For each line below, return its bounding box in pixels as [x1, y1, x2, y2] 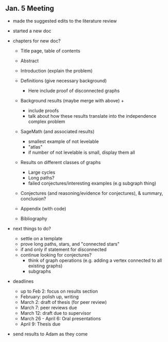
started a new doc [12, 28, 51, 34]
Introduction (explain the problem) [20, 67, 93, 74]
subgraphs [28, 268, 51, 274]
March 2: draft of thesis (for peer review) [20, 299, 107, 305]
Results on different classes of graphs [20, 159, 101, 165]
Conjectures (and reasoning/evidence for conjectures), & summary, [20, 190, 163, 196]
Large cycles [28, 169, 55, 175]
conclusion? [20, 195, 46, 202]
